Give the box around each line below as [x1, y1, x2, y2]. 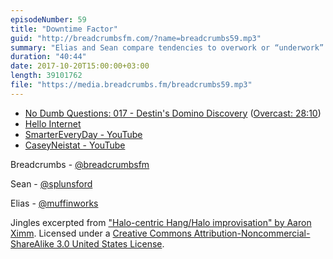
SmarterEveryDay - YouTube [24, 128, 143, 140]
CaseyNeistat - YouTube [24, 139, 126, 151]
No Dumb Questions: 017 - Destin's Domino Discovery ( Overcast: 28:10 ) [24, 107, 322, 119]
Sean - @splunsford [10, 177, 93, 190]
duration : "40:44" [10, 52, 87, 62]
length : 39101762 [10, 71, 83, 81]
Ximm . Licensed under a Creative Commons [10, 227, 192, 239]
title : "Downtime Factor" [10, 24, 118, 34]
